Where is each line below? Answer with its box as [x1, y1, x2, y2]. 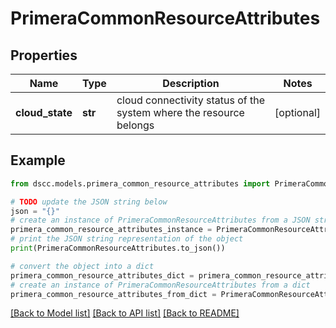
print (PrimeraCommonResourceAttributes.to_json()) [10, 243, 226, 254]
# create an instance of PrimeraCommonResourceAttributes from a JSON [10, 215, 311, 226]
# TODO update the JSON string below [10, 197, 168, 207]
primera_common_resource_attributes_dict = [10, 270, 195, 281]
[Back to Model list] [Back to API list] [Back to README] [10, 307, 240, 319]
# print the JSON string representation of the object [10, 234, 244, 244]
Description [162, 77, 220, 90]
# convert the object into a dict [10, 261, 155, 271]
